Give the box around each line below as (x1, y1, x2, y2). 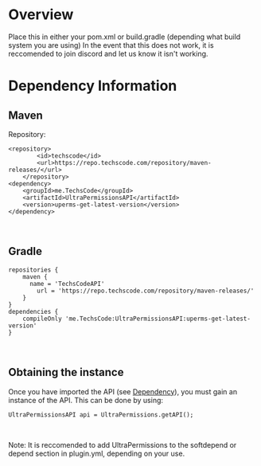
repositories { (8, 265, 59, 274)
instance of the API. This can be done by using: (8, 395, 164, 405)
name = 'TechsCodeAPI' (29, 280, 105, 288)
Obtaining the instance (8, 366, 124, 379)
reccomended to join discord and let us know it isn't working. (8, 49, 208, 58)
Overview (8, 6, 74, 24)
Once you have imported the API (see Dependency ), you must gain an (8, 386, 237, 396)
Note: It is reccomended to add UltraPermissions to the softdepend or (8, 440, 237, 449)
